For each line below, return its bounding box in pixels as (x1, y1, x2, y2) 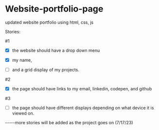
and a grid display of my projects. (12, 67, 79, 73)
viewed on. (12, 110, 35, 116)
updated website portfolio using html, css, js (5, 19, 94, 25)
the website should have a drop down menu (12, 47, 100, 53)
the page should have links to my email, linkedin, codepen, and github (12, 86, 152, 92)
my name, (12, 57, 33, 63)
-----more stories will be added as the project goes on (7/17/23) (5, 120, 133, 126)
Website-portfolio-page (5, 3, 104, 14)
